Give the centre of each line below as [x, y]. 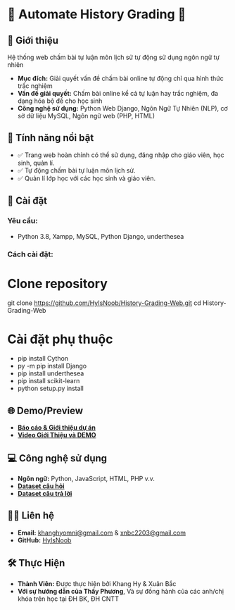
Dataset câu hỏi [41, 486]
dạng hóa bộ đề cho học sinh [60, 101]
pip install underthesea [51, 373]
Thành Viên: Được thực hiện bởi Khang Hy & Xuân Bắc [97, 583]
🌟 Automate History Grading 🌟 [97, 14]
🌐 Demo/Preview [45, 410]
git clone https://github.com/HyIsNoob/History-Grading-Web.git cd [104, 303]
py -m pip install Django [52, 366]
